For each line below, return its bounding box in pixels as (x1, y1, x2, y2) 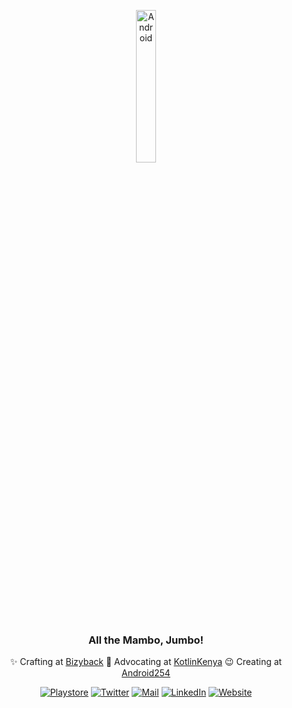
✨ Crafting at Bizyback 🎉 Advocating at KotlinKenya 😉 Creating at (9, 656, 283, 668)
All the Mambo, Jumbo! (87, 633, 205, 647)
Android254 (121, 667, 171, 679)
